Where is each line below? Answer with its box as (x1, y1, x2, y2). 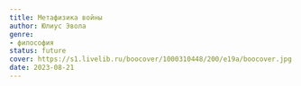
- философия (9, 38, 54, 47)
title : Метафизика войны (9, 13, 103, 22)
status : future (9, 47, 67, 56)
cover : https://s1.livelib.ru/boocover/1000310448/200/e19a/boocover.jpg (9, 55, 293, 64)
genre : (9, 30, 34, 39)
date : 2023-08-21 (9, 64, 75, 73)
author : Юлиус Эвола (9, 21, 87, 30)
